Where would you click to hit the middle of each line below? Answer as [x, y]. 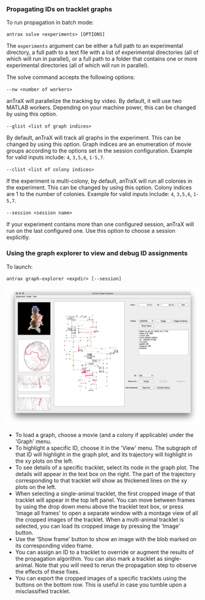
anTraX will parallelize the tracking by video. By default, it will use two [94, 101]
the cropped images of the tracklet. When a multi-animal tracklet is [99, 520]
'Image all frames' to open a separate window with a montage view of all [106, 513]
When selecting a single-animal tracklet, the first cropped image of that [105, 494]
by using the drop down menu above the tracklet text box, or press [99, 507]
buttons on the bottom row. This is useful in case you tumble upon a [101, 585]
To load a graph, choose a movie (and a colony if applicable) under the [104, 435]
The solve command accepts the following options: [71, 77]
